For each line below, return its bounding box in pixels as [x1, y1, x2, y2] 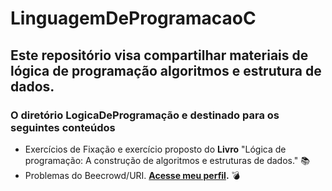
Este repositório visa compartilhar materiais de [10, 47, 309, 64]
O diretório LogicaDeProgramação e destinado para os [10, 108, 280, 122]
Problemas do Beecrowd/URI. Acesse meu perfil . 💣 [24, 169, 241, 181]
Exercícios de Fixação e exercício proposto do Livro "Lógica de [24, 143, 287, 155]
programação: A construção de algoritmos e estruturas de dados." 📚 [24, 154, 310, 166]
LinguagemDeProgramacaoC [10, 7, 257, 30]
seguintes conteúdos [10, 120, 116, 134]
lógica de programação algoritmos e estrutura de [10, 62, 322, 79]
